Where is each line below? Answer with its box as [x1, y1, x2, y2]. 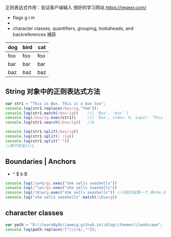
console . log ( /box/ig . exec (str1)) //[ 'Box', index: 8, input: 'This [5, 115, 163, 120]
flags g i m [12, 15, 35, 20]
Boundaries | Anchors [5, 157, 76, 166]
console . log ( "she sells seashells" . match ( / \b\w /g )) [5, 195, 117, 200]
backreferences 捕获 [12, 31, 56, 37]
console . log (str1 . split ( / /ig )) [5, 134, 74, 139]
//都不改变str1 [5, 143, 35, 148]
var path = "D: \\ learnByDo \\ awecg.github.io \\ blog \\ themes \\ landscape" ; [5, 222, 163, 227]
